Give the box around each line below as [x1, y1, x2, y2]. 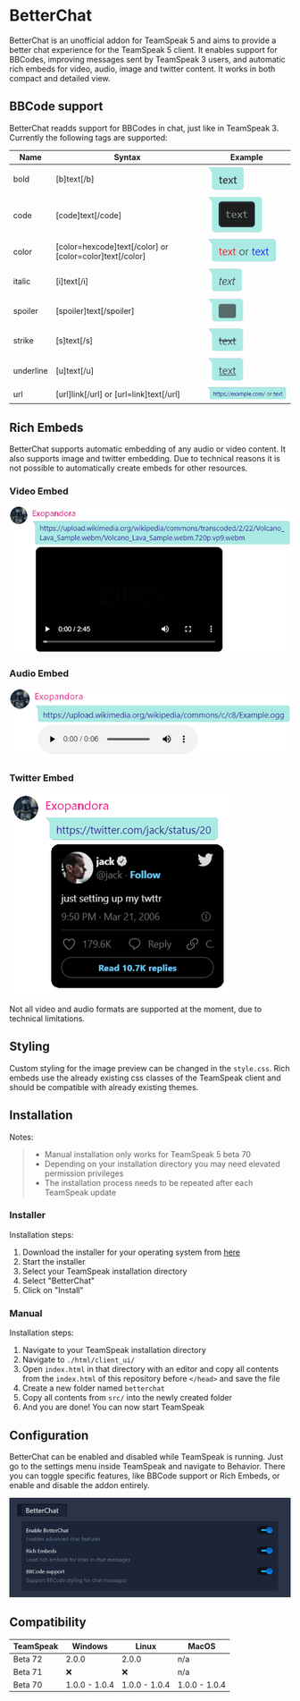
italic [12, 275, 31, 286]
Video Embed [9, 485, 69, 497]
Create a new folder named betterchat [21, 1383, 165, 1393]
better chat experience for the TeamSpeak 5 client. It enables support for [9, 44, 279, 55]
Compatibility [9, 1615, 87, 1630]
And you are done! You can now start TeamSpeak [21, 1401, 205, 1413]
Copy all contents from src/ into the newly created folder [21, 1392, 232, 1403]
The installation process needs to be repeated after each [44, 1177, 254, 1188]
